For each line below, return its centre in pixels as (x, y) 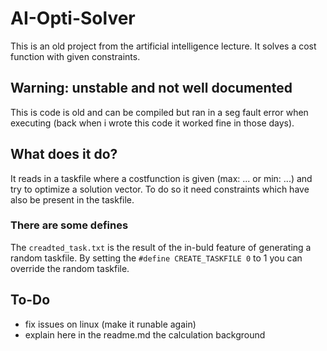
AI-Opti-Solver (73, 18)
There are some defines (69, 225)
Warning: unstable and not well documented (151, 88)
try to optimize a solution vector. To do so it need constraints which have (160, 189)
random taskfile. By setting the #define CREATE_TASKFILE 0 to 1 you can (156, 258)
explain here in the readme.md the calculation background (145, 334)
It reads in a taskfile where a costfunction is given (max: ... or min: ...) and (161, 178)
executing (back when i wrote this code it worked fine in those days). (152, 123)
